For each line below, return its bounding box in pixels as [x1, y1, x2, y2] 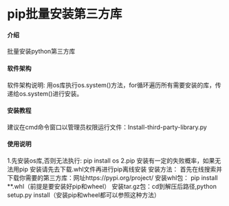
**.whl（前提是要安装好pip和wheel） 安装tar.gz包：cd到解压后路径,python [7, 183, 217, 190]
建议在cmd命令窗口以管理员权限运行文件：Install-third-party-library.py [7, 123, 208, 131]
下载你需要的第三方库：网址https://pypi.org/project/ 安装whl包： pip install [7, 174, 218, 182]
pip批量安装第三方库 [7, 6, 122, 22]
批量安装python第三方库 [7, 47, 76, 56]
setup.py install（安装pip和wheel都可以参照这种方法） [7, 191, 160, 199]
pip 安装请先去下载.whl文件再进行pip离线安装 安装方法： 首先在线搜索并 [19, 165, 223, 173]
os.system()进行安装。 [19, 89, 83, 98]
